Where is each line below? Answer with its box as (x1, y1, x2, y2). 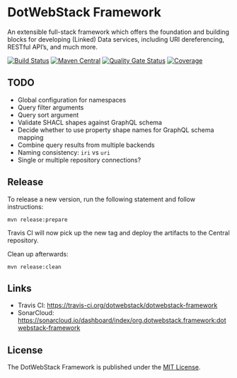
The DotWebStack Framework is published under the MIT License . (7, 363, 201, 372)
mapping (17, 133, 44, 141)
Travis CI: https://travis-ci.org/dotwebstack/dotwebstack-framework (17, 301, 218, 309)
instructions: (7, 202, 44, 211)
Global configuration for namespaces (17, 95, 127, 104)
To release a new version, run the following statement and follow (7, 195, 196, 203)
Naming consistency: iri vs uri (17, 148, 111, 156)
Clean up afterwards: (7, 249, 69, 258)
